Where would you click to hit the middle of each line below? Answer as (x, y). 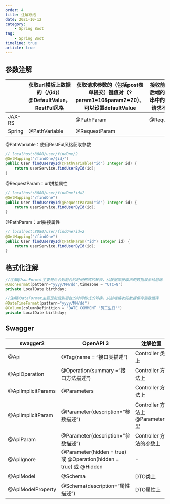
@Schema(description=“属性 (95, 486)
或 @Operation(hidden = (90, 459)
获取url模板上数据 (50, 85)
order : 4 (14, 10)
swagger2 (32, 343)
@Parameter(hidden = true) (94, 452)
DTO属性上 (148, 490)
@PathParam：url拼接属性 (33, 222)
